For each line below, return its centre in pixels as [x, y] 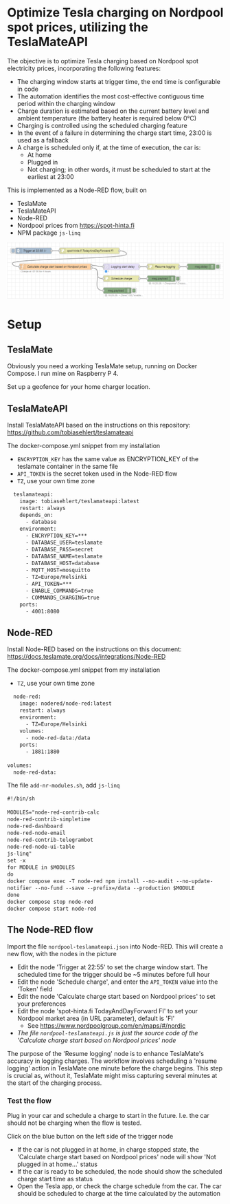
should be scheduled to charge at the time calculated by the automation [119, 1194]
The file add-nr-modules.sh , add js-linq [64, 785]
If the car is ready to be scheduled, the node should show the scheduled [119, 1172]
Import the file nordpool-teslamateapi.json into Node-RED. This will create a [115, 946]
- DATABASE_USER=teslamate [64, 543]
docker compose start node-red [52, 909]
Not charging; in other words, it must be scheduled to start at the [119, 169]
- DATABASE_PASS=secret [59, 550]
